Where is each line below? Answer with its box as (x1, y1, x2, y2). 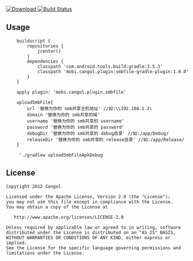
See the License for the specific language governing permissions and (6, 245, 181, 251)
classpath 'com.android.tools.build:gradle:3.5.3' (37, 63, 163, 70)
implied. (6, 240, 27, 246)
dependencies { (27, 59, 64, 64)
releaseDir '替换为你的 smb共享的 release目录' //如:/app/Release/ (27, 136, 185, 143)
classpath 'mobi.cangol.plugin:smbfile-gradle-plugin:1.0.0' (37, 68, 190, 74)
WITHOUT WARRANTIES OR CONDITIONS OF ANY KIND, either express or (6, 235, 171, 241)
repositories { (27, 43, 64, 49)
